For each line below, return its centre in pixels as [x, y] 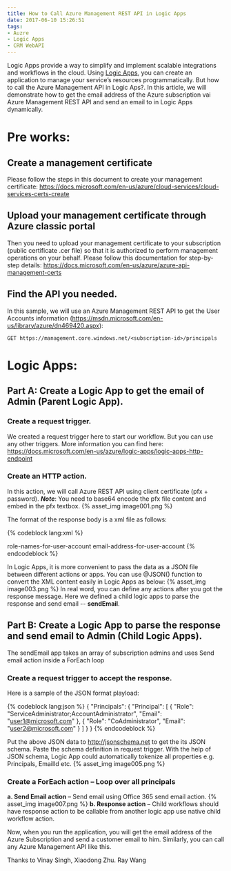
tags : [15, 26]
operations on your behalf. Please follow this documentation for [97, 258]
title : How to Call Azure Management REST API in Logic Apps [97, 13]
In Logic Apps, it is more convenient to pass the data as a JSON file [103, 566]
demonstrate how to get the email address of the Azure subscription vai [109, 95]
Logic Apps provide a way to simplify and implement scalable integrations [112, 65]
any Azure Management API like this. [59, 847]
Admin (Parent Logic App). [65, 402]
